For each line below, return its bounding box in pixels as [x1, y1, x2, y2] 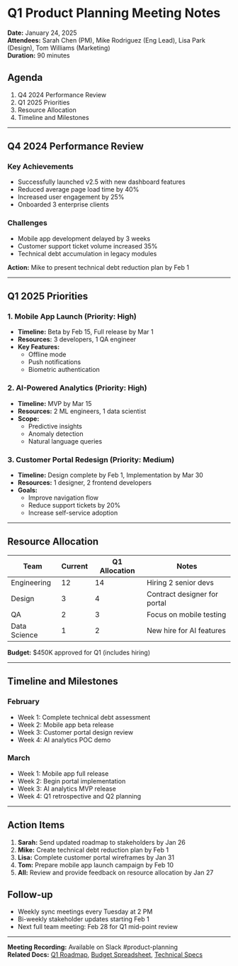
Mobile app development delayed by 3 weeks [17, 234, 151, 243]
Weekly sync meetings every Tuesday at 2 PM [17, 907, 153, 916]
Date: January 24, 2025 [7, 28, 77, 37]
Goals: [17, 486, 38, 495]
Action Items [7, 819, 65, 831]
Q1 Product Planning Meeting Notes [7, 5, 221, 21]
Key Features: [17, 343, 60, 351]
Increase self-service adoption [28, 509, 118, 517]
